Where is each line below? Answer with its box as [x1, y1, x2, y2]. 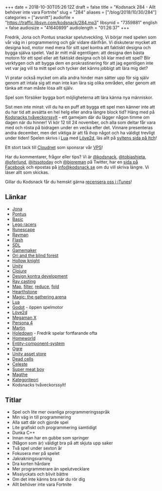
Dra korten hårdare [12, 460, 50, 467]
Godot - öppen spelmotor [12, 304, 63, 310]
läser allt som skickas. [5, 170, 50, 175]
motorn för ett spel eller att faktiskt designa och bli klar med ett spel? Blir [5, 55, 151, 60]
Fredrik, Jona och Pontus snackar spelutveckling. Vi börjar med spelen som [5, 34, 157, 40]
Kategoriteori [12, 377, 39, 382]
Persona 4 [12, 320, 33, 325]
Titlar [5, 396, 22, 404]
